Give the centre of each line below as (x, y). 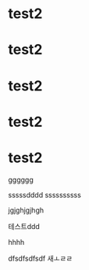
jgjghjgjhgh (26, 210)
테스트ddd (24, 226)
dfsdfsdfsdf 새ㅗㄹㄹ (40, 258)
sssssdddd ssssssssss (45, 194)
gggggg (21, 179)
